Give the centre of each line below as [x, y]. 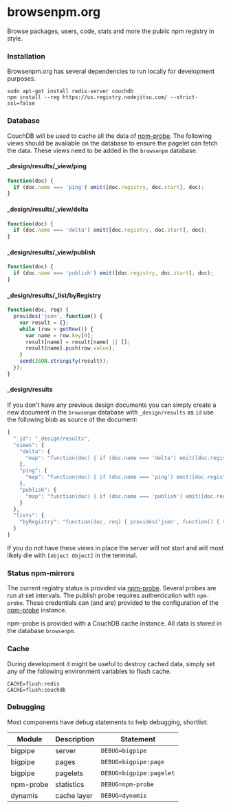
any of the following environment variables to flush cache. [89, 671]
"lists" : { [29, 516]
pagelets [69, 773]
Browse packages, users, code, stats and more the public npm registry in [111, 31]
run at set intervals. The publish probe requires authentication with [101, 596]
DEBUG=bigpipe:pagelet [138, 773]
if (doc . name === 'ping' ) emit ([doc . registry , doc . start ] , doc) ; [109, 187]
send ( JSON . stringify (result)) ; [64, 361]
